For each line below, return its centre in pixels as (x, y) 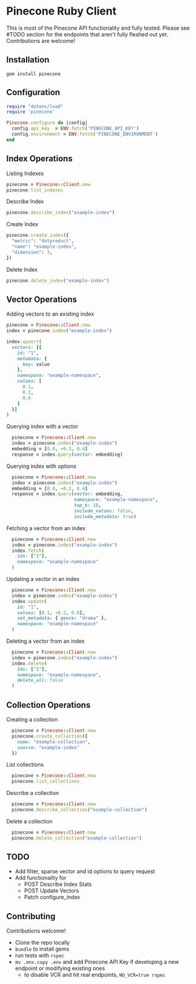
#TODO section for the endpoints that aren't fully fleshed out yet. (87, 34)
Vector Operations (42, 299)
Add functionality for (41, 878)
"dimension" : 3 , (32, 252)
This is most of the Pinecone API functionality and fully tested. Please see (98, 28)
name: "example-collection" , (54, 742)
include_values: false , (104, 511)
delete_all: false (40, 680)
